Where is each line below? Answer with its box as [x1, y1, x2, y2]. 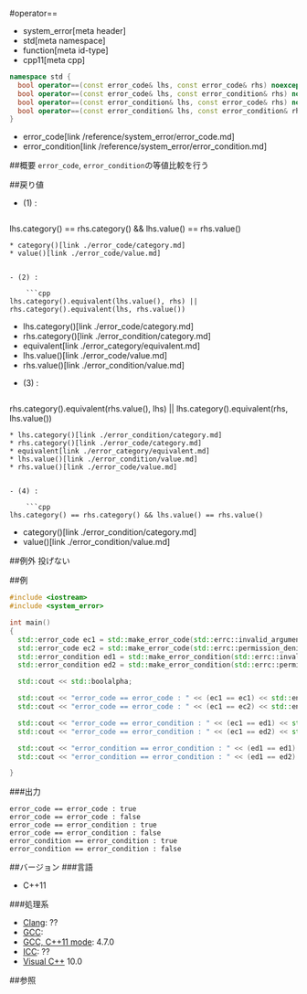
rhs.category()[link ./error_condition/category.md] [22, 331, 212, 342]
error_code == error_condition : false [9, 828, 162, 838]
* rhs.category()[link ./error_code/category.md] [9, 439, 203, 448]
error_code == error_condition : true [9, 820, 157, 830]
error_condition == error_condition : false [9, 845, 182, 854]
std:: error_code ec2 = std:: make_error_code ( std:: [17, 644, 215, 653]
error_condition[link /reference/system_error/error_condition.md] [22, 141, 268, 152]
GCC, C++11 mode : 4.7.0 [22, 936, 115, 947]
